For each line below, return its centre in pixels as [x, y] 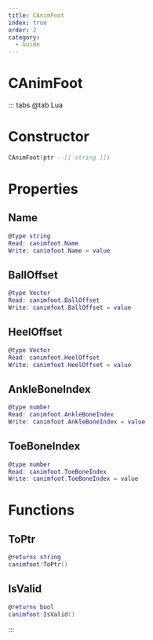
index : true [27, 23]
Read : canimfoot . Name [44, 243]
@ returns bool [31, 607]
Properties [43, 189]
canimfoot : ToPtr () [38, 565]
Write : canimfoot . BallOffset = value [70, 308]
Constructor [49, 137]
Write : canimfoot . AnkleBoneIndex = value [77, 422]
